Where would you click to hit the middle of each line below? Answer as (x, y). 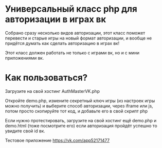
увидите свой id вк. (25, 131)
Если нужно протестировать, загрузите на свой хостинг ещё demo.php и (81, 120)
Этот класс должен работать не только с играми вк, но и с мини (72, 53)
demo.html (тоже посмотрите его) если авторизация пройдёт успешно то (81, 126)
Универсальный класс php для (71, 9)
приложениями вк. (25, 58)
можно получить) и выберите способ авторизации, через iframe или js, (79, 106)
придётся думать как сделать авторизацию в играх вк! (62, 43)
